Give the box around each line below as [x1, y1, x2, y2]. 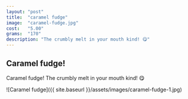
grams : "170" [6, 31, 42, 37]
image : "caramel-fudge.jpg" [6, 20, 79, 26]
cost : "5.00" [6, 25, 44, 32]
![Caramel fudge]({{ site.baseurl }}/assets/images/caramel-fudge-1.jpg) [6, 86, 182, 93]
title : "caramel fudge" [6, 14, 68, 20]
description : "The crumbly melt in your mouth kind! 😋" [6, 36, 150, 42]
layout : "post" [6, 8, 44, 15]
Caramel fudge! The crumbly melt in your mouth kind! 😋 [6, 74, 145, 81]
